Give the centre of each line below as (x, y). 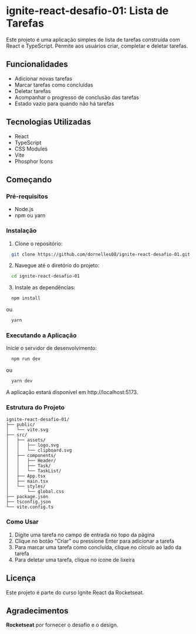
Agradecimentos (37, 611)
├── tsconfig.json (28, 502)
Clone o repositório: (38, 243)
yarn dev (22, 381)
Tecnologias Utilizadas (49, 122)
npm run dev (26, 359)
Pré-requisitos (27, 196)
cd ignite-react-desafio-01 (46, 276)
